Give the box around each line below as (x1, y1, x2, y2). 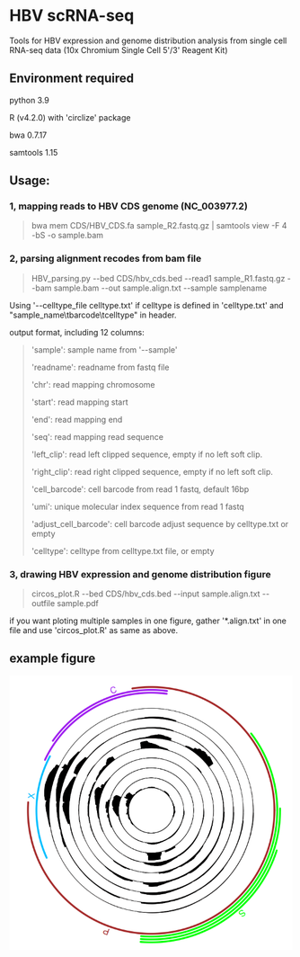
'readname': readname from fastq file (31, 362, 170, 372)
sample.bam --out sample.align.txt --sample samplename (53, 282, 268, 293)
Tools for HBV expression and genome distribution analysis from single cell (9, 35, 287, 46)
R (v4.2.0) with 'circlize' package (9, 112, 131, 122)
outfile (31, 598, 56, 609)
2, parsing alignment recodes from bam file (9, 253, 202, 265)
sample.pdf (57, 598, 99, 609)
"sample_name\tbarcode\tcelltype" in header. (9, 309, 177, 320)
